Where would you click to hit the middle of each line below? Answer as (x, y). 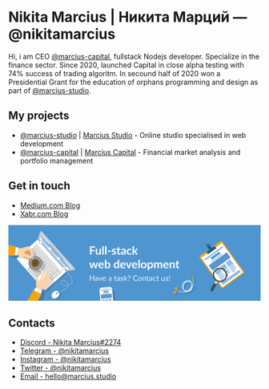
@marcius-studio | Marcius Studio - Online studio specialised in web (133, 135)
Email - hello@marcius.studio (68, 376)
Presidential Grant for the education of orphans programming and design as (133, 82)
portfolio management (56, 160)
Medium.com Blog (50, 205)
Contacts (32, 324)
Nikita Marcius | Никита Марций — (128, 17)
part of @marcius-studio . (50, 90)
